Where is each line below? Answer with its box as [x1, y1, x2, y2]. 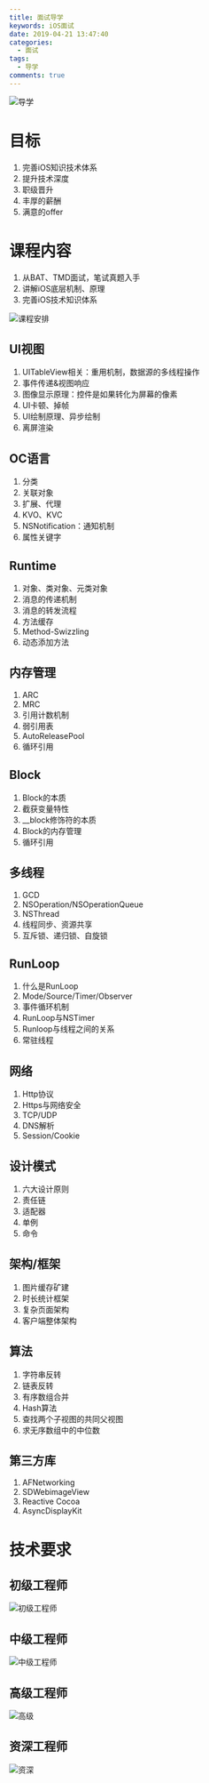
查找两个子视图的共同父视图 [21, 1413, 124, 1424]
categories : [9, 37, 53, 47]
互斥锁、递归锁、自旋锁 [21, 930, 108, 941]
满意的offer [21, 206, 64, 217]
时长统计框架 [21, 1293, 69, 1304]
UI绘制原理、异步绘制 [21, 411, 100, 422]
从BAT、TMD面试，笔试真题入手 [21, 272, 141, 283]
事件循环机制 [21, 1001, 69, 1012]
